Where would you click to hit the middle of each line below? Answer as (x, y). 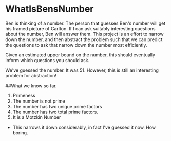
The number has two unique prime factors (57, 106)
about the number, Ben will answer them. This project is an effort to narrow (84, 34)
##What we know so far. (31, 86)
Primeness (24, 95)
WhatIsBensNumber (50, 9)
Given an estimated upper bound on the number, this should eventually (80, 55)
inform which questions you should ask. (47, 60)
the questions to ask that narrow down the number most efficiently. (76, 45)
